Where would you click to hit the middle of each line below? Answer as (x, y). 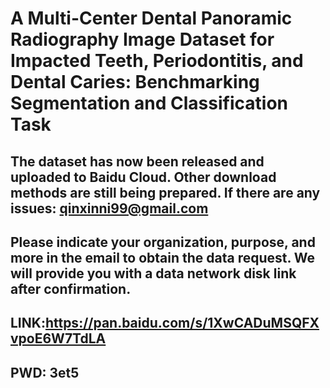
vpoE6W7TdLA (58, 338)
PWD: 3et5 (45, 372)
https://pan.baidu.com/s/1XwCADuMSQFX (182, 323)
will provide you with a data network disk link (153, 273)
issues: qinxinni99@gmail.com (109, 208)
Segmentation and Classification (149, 103)
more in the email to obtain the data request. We (163, 257)
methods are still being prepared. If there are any (165, 192)
